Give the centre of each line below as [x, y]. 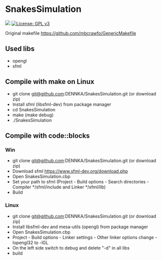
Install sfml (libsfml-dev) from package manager [62, 104]
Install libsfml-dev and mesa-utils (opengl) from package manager [80, 227]
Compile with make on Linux [50, 82]
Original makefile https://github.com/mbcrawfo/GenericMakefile [71, 33]
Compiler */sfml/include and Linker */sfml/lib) [59, 187]
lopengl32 [23, 243]
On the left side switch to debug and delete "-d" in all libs [71, 248]
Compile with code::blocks [48, 135]
